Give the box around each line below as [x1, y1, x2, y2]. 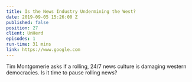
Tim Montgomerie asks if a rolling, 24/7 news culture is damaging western [6, 63, 187, 70]
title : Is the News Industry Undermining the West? [6, 8, 136, 15]
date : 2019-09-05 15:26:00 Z [6, 14, 78, 20]
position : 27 [6, 25, 38, 31]
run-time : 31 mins [6, 42, 51, 47]
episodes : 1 [6, 36, 35, 42]
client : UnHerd [6, 30, 44, 36]
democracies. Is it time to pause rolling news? [6, 69, 118, 76]
